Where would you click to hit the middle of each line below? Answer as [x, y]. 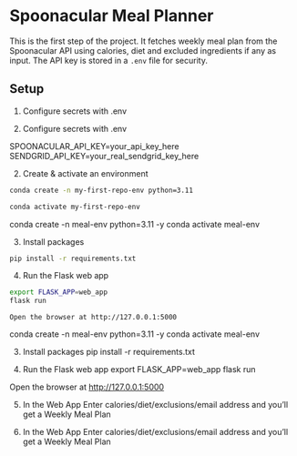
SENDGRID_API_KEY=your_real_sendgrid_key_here [104, 156]
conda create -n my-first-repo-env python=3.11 [102, 190]
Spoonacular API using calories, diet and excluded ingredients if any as [143, 50]
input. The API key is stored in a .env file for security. [108, 60]
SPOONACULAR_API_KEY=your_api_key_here [94, 146]
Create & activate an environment [85, 173]
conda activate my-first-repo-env [75, 207]
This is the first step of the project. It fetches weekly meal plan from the [143, 41]
